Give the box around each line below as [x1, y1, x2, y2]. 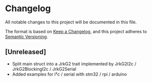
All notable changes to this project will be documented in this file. [5, 19, 137, 25]
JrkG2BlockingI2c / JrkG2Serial [12, 66, 76, 72]
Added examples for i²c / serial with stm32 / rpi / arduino [12, 71, 127, 77]
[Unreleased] [5, 48, 47, 56]
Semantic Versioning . [5, 34, 48, 40]
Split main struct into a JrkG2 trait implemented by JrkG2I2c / [12, 61, 136, 66]
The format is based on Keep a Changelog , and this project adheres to [5, 28, 147, 34]
